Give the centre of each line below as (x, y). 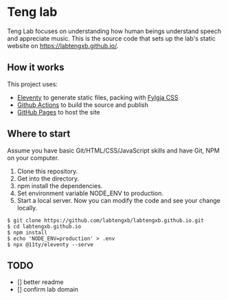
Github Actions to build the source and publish (83, 105)
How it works (36, 67)
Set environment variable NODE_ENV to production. (90, 193)
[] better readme (40, 282)
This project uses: (33, 84)
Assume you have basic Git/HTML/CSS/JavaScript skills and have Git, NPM (113, 150)
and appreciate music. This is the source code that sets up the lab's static (112, 38)
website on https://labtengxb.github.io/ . (63, 46)
